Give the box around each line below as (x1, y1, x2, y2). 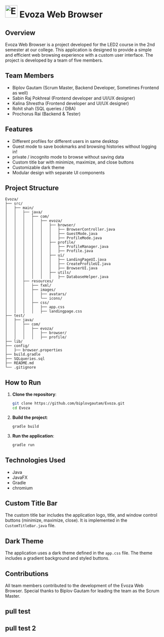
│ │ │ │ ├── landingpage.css (5, 309, 82, 314)
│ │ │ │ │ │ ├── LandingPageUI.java (5, 257, 107, 262)
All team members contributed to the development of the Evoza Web (5, 583, 144, 588)
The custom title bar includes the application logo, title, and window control (5, 512, 158, 518)
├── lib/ (5, 339, 23, 344)
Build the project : (12, 414, 48, 420)
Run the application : (12, 433, 55, 438)
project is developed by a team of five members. (5, 57, 103, 63)
